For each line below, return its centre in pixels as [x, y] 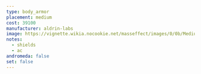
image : [14, 34]
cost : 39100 [21, 23]
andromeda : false [28, 56]
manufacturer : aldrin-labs [40, 28]
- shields [24, 45]
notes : [14, 39]
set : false [20, 61]
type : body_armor [28, 12]
